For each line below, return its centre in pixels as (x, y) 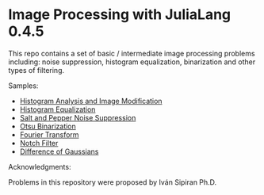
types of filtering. (36, 70)
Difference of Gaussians (59, 151)
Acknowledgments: (40, 166)
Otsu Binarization (48, 126)
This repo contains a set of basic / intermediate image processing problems (132, 53)
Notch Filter (39, 143)
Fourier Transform (49, 134)
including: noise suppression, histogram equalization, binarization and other (132, 62)
